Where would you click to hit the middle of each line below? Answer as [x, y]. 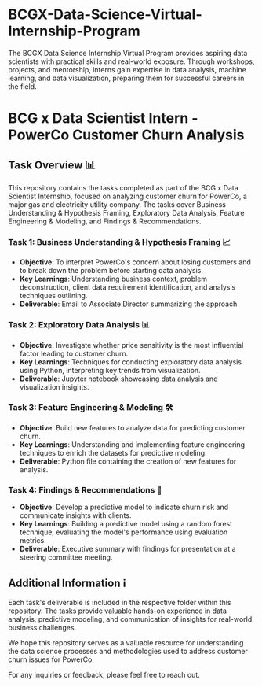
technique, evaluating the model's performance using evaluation [124, 532]
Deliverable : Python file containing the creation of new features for [128, 461]
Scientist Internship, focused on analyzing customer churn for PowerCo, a [127, 196]
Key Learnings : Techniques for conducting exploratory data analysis [130, 362]
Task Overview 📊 [52, 165]
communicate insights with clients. [75, 515]
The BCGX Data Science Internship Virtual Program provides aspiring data [128, 53]
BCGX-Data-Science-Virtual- [105, 15]
